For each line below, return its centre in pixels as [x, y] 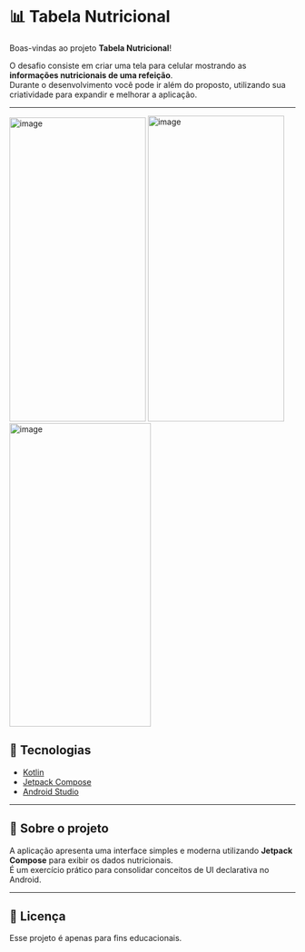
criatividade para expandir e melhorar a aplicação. [103, 94]
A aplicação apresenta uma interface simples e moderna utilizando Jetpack [151, 850]
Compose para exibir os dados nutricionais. [92, 860]
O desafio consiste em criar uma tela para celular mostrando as [128, 65]
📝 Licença [38, 916]
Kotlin [33, 772]
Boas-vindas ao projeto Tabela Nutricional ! [91, 48]
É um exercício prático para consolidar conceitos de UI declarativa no [139, 869]
